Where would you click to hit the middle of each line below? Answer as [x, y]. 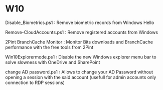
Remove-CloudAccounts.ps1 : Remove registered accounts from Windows [81, 32]
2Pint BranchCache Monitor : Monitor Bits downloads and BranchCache [79, 42]
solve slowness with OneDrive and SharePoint [53, 62]
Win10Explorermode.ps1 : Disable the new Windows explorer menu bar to [81, 57]
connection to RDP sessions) [35, 82]
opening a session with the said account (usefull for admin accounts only [81, 77]
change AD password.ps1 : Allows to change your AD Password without [79, 72]
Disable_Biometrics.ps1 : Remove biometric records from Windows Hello [80, 22]
